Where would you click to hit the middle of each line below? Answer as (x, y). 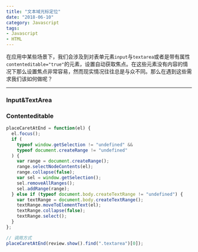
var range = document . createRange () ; (63, 161)
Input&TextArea (29, 100)
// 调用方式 (19, 238)
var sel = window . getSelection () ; (59, 178)
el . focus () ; (26, 134)
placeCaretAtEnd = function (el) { (49, 128)
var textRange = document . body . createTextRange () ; (80, 200)
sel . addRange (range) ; (43, 189)
